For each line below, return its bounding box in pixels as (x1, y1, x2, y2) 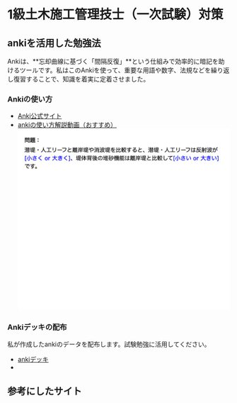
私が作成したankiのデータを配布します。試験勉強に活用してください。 (7, 340, 211, 348)
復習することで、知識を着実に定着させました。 (13, 75, 150, 83)
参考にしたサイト (7, 385, 82, 397)
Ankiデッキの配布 (7, 322, 67, 332)
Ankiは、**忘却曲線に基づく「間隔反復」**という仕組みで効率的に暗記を (7, 57, 219, 65)
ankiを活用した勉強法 (7, 37, 101, 49)
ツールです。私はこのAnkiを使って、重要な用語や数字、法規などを (19, 66, 211, 74)
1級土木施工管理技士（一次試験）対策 (7, 6, 224, 23)
